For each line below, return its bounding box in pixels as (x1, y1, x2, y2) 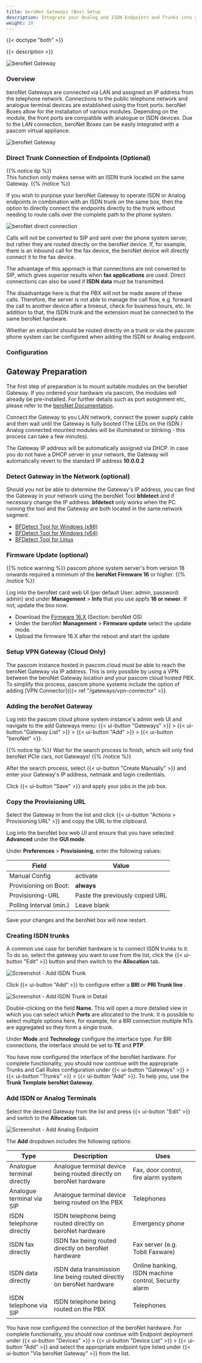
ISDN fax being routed (54, 1236, 117, 1244)
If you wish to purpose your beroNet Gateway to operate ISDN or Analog (6, 191, 186, 199)
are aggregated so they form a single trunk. (6, 1024, 114, 1031)
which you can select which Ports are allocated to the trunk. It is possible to (6, 1011, 194, 1018)
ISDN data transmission (54, 1265, 120, 1273)
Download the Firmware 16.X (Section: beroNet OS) (14, 613, 142, 620)
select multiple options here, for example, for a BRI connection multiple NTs (6, 1018, 194, 1025)
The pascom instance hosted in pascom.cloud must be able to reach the (6, 661, 186, 669)
